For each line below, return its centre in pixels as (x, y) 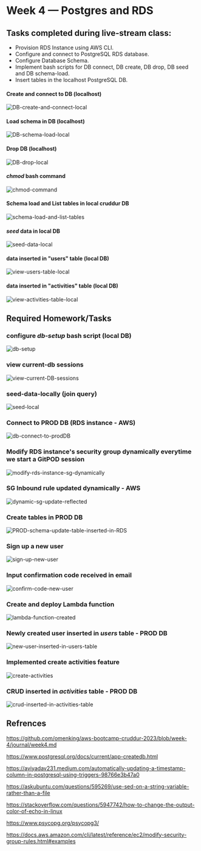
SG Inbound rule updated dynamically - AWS (73, 488)
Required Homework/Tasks (59, 319)
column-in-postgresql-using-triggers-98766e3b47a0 (73, 774)
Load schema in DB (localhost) (46, 121)
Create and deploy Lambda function (60, 604)
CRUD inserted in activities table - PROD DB (72, 691)
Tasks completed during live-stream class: (89, 33)
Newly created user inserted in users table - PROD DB (87, 633)
